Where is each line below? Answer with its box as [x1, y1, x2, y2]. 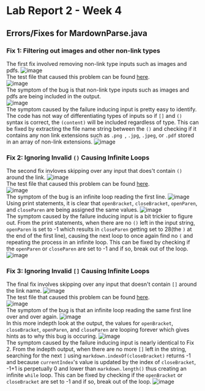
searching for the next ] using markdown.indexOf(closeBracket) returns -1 [6, 352, 191, 359]
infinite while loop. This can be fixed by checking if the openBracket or [6, 371, 183, 379]
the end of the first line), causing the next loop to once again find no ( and [6, 232, 193, 239]
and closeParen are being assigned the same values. [6, 206, 139, 214]
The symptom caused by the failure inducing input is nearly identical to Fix [6, 339, 195, 346]
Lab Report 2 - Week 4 [6, 4, 122, 18]
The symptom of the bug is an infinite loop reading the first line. [6, 193, 167, 200]
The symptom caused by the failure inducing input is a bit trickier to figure [6, 213, 193, 220]
